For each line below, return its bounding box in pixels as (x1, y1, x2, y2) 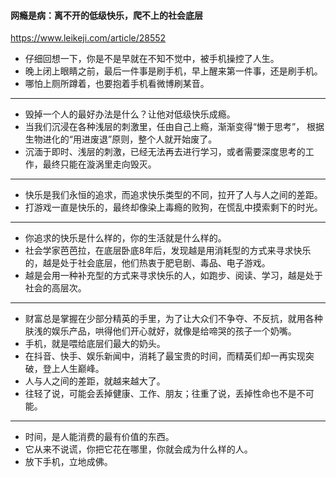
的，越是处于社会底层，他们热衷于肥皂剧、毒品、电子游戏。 (24, 257, 271, 269)
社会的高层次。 (24, 282, 87, 294)
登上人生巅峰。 (42, 363, 105, 375)
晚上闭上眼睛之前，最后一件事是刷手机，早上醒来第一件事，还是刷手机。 (24, 65, 323, 77)
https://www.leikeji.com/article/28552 (10, 32, 167, 44)
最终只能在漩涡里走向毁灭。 (42, 158, 157, 170)
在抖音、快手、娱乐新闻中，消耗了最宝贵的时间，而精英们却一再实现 (24, 350, 306, 362)
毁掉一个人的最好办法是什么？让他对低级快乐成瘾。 (24, 108, 236, 120)
